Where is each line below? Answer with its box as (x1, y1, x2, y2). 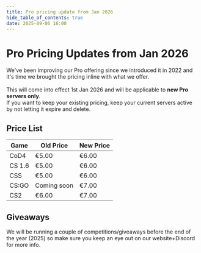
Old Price (40, 141, 68, 150)
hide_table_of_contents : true (6, 15, 84, 21)
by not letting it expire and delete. (6, 105, 91, 113)
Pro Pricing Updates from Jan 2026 (6, 46, 189, 60)
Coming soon (35, 181, 74, 190)
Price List (6, 123, 43, 134)
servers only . (6, 93, 41, 100)
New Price (79, 141, 110, 150)
